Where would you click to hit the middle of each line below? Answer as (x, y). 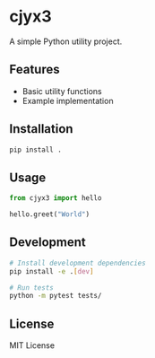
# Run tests (31, 288)
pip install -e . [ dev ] (52, 271)
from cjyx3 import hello (56, 198)
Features (34, 70)
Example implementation (68, 100)
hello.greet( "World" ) (50, 214)
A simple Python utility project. (66, 41)
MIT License (32, 345)
